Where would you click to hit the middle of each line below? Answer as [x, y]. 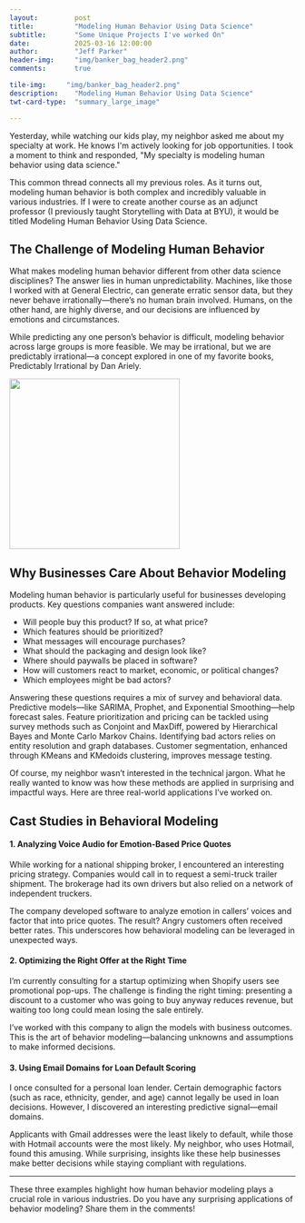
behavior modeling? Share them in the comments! [102, 1208]
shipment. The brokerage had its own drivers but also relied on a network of [151, 883]
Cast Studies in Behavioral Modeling [114, 821]
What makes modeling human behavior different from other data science [145, 271]
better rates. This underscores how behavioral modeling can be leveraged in [152, 930]
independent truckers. [51, 893]
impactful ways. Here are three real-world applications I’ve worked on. [141, 792]
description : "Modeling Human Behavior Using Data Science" [132, 93]
